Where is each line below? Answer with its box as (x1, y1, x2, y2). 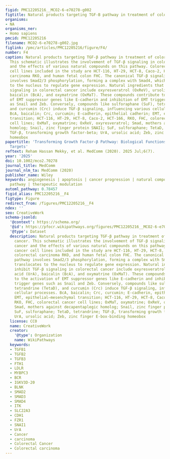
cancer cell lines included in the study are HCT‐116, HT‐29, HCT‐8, (14, 248, 164, 253)
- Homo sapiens (5, 31, 37, 36)
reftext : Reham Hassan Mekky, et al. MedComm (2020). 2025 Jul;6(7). (5, 149, 155, 154)
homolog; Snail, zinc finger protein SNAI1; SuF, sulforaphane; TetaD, (10, 125, 164, 130)
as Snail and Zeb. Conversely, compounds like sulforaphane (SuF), (10, 102, 155, 107)
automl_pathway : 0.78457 (5, 187, 58, 192)
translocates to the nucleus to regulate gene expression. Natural (14, 262, 159, 267)
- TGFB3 (10, 356, 26, 362)
